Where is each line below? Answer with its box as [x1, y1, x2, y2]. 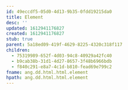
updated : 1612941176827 [6, 25, 65, 31]
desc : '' [6, 20, 28, 25]
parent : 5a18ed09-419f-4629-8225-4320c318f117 [6, 42, 123, 48]
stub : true [6, 36, 33, 42]
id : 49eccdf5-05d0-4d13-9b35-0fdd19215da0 [6, 8, 112, 15]
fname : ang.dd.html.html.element [6, 69, 88, 75]
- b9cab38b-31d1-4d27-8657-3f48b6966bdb [11, 58, 112, 64]
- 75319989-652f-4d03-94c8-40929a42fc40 [11, 53, 112, 59]
